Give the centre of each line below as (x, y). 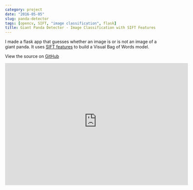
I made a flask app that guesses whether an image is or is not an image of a (81, 42)
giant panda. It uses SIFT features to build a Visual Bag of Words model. (77, 47)
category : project (24, 10)
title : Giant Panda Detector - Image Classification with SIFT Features (80, 28)
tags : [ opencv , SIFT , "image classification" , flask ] (61, 23)
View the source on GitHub (32, 56)
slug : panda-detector (27, 19)
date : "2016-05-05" (25, 14)
